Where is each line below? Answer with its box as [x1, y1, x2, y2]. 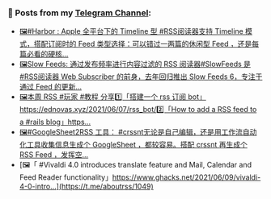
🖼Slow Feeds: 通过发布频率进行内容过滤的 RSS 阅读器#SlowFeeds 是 [19, 60, 252, 69]
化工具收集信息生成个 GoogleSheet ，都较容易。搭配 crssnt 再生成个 [19, 140, 248, 150]
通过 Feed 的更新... [19, 82, 83, 92]
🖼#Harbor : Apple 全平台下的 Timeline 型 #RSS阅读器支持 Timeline [19, 27, 243, 36]
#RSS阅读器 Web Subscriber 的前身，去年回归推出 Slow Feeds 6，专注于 [19, 72, 263, 81]
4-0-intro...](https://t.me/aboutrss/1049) [19, 181, 155, 192]
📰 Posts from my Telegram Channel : [7, 7, 151, 19]
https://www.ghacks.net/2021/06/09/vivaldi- [112, 172, 261, 182]
